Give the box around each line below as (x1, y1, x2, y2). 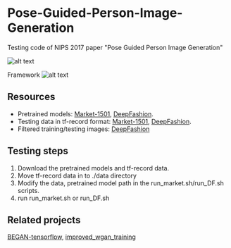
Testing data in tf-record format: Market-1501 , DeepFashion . (17, 117, 192, 125)
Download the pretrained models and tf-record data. (17, 163, 170, 172)
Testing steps (7, 145, 69, 157)
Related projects (7, 213, 81, 226)
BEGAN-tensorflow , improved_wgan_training (7, 232, 136, 241)
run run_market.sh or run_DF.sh (17, 194, 110, 202)
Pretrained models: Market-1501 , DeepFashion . (17, 109, 154, 118)
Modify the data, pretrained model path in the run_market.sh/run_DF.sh (17, 178, 224, 187)
